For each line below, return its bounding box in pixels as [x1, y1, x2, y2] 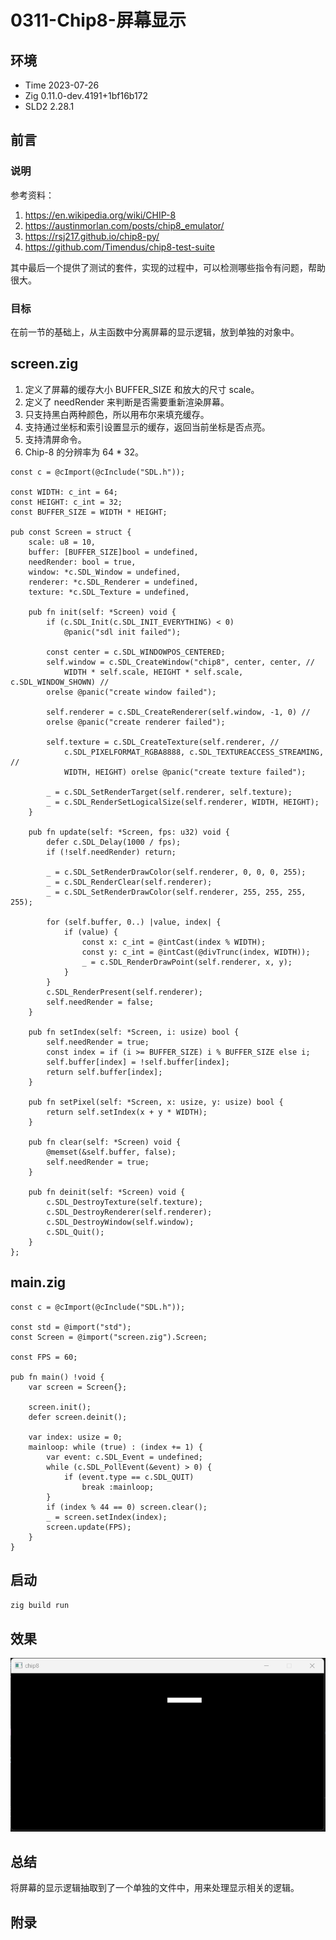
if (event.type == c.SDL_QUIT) [63, 1472, 195, 1482]
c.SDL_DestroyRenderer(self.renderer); [46, 1207, 213, 1217]
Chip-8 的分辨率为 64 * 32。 [24, 446, 145, 458]
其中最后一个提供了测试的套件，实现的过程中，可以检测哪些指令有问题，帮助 [10, 261, 326, 273]
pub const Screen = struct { [10, 527, 132, 537]
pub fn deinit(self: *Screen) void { [28, 1187, 186, 1197]
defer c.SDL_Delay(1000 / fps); [46, 837, 182, 847]
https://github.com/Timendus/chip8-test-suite [24, 241, 215, 253]
